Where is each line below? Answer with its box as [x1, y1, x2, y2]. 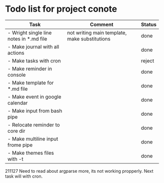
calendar [7, 99, 28, 106]
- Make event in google [7, 93, 61, 100]
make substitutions [67, 35, 111, 42]
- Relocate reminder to [7, 121, 60, 128]
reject [141, 57, 155, 64]
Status [141, 21, 157, 28]
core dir [7, 127, 25, 134]
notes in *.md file [7, 35, 47, 42]
